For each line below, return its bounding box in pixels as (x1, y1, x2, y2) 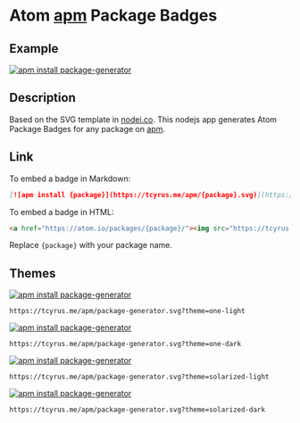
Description (9, 90, 76, 105)
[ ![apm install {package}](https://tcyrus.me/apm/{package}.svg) (9, 190, 257, 199)
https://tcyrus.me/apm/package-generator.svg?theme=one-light (9, 307, 246, 316)
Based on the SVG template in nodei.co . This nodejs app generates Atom (9, 113, 278, 125)
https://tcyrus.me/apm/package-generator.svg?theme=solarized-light (9, 372, 270, 382)
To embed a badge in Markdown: (9, 173, 131, 184)
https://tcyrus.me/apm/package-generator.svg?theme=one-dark (9, 340, 242, 349)
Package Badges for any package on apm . (9, 123, 165, 134)
